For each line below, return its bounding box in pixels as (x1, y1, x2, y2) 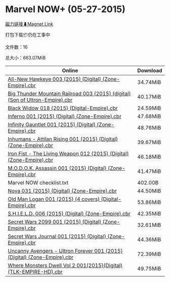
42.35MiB (137, 210, 161, 217)
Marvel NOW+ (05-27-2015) (5, 4, 125, 15)
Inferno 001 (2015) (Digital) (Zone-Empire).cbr (8, 113, 121, 120)
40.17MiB (137, 93, 161, 100)
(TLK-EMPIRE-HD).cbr (8, 268, 63, 275)
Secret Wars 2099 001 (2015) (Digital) (8, 218, 102, 225)
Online (62, 67, 78, 74)
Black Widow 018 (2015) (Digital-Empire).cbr (8, 105, 118, 112)
